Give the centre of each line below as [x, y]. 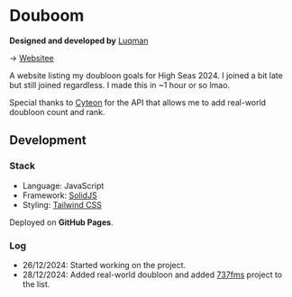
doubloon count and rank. [57, 112]
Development [48, 140]
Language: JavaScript [63, 185]
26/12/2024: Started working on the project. [104, 265]
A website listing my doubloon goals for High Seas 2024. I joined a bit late [146, 75]
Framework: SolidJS [59, 195]
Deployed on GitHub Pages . [62, 222]
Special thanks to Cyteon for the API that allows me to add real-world [138, 102]
